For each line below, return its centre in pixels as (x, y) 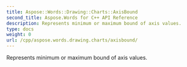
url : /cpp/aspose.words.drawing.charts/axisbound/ (72, 40)
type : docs (20, 29)
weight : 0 (19, 35)
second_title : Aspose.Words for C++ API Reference (72, 18)
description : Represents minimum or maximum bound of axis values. (94, 23)
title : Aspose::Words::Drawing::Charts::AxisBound (72, 12)
